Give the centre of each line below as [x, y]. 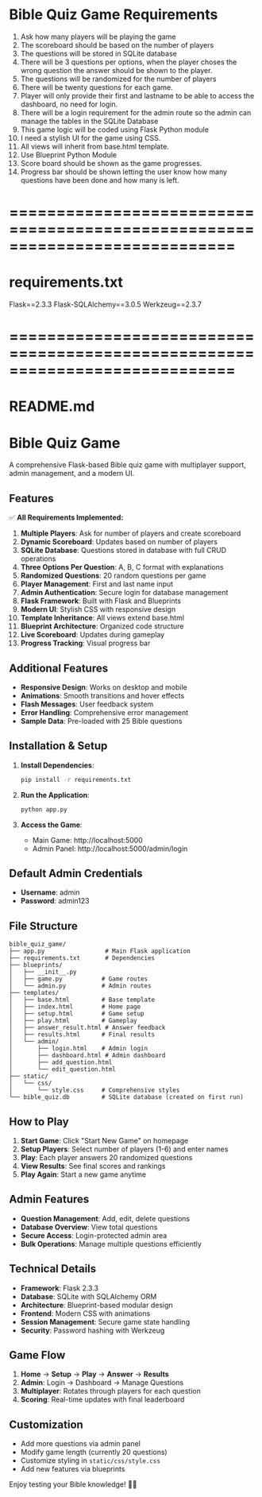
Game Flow [37, 1355]
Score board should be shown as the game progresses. [111, 163]
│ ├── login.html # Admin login [79, 1049]
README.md [52, 406]
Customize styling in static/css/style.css [91, 1460]
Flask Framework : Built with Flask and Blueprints [101, 601]
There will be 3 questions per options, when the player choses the [129, 62]
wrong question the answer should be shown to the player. [116, 70]
